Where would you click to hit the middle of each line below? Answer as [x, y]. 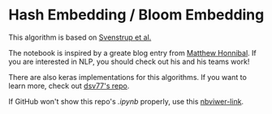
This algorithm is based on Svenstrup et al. [80, 37]
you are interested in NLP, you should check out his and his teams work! [129, 61]
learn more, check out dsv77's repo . [69, 86]
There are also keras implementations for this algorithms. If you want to [128, 77]
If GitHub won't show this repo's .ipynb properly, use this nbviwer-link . [126, 101]
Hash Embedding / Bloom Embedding [136, 15]
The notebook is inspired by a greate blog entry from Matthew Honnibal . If [133, 53]
